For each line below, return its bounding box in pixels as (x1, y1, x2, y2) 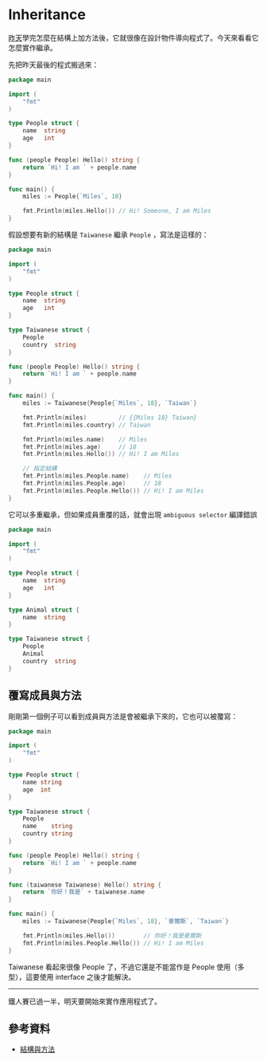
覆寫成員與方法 (8, 689, 82, 702)
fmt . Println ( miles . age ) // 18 (22, 442, 137, 451)
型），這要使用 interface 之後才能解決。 (8, 972, 136, 981)
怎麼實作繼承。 (8, 42, 57, 53)
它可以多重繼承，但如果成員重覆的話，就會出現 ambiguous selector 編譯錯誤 (8, 509, 257, 519)
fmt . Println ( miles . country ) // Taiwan (22, 421, 151, 429)
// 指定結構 (22, 465, 57, 473)
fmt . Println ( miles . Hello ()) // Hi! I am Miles (22, 450, 180, 458)
